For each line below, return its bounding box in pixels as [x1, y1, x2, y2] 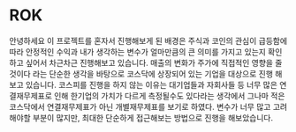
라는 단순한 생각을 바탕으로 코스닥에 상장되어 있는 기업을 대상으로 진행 [32, 68, 274, 79]
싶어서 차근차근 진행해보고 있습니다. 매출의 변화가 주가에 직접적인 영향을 [25, 57, 274, 68]
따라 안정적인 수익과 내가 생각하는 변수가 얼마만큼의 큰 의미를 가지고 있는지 [9, 46, 267, 57]
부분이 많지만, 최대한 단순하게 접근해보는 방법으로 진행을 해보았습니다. [32, 112, 274, 123]
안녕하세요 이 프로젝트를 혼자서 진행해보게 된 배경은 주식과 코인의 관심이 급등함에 [9, 35, 288, 46]
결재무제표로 [9, 90, 53, 101]
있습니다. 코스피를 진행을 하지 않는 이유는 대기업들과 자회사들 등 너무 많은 [25, 79, 278, 90]
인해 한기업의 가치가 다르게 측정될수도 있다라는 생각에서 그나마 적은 [54, 90, 285, 101]
